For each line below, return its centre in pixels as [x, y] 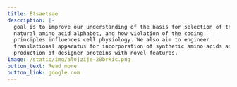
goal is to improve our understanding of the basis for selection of [118, 27]
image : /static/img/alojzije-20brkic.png [69, 60]
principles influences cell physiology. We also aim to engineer [112, 40]
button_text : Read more [42, 66]
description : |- [31, 20]
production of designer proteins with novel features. [96, 53]
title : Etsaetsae [33, 14]
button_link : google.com [44, 72]
